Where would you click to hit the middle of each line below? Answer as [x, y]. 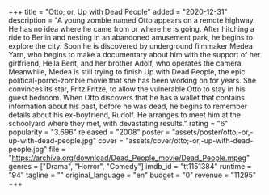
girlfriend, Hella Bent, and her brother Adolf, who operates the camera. [126, 63]
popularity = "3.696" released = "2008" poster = [90, 132]
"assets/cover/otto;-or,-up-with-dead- [189, 140]
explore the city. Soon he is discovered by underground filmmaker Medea [130, 46]
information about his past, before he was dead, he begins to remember [128, 106]
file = [57, 149]
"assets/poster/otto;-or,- [212, 132]
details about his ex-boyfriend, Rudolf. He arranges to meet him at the [124, 115]
